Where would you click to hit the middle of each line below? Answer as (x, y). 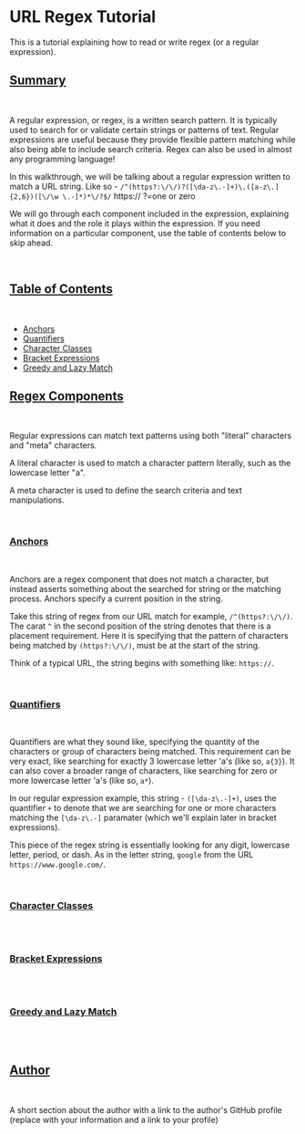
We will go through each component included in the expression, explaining (149, 213)
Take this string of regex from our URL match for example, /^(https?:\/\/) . (151, 616)
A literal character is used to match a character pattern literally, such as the (150, 463)
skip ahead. (31, 243)
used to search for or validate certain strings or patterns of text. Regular (144, 130)
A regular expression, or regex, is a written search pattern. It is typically (143, 120)
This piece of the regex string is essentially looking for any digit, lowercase (150, 845)
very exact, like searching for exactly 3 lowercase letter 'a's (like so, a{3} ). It (152, 761)
